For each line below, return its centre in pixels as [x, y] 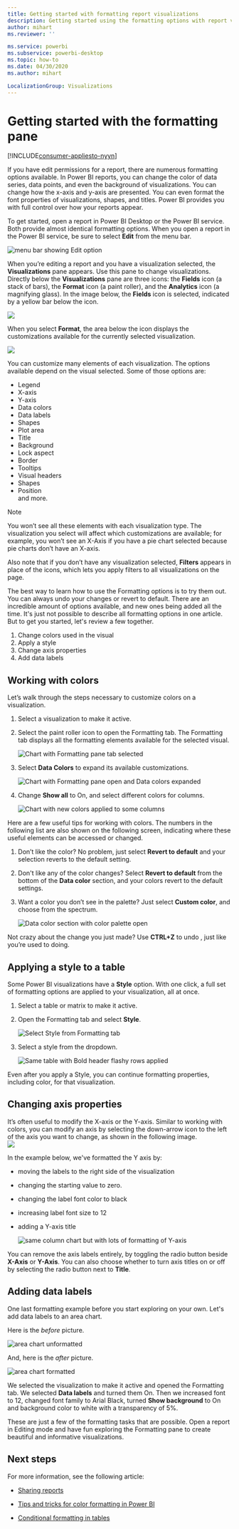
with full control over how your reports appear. [75, 208]
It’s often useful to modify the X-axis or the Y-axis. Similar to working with [115, 1121]
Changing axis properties [65, 1105]
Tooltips [30, 468]
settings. [31, 888]
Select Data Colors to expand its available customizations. [103, 768]
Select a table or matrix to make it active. [77, 1006]
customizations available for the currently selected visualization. [101, 337]
